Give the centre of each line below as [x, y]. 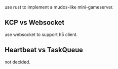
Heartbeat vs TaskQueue [44, 50]
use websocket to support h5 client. [41, 34]
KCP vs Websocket [35, 22]
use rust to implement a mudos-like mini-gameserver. [59, 7]
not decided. [18, 62]
